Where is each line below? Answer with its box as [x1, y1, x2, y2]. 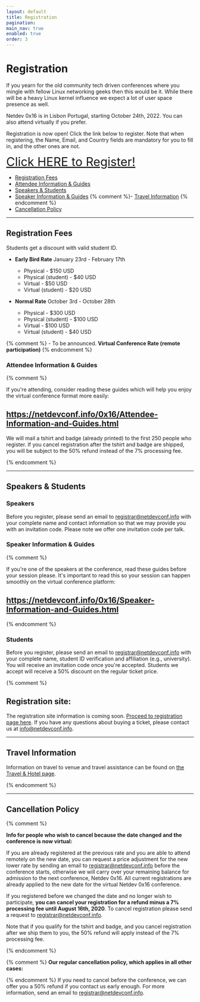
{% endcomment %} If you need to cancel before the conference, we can [6, 976, 186, 984]
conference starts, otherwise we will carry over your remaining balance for [6, 868, 189, 875]
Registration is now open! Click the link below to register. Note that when [6, 130, 185, 137]
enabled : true [6, 31, 42, 37]
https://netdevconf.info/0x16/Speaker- [6, 596, 155, 606]
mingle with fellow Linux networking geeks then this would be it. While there [6, 87, 193, 95]
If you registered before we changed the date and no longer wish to [6, 893, 172, 900]
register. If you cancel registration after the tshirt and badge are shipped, [6, 441, 185, 448]
